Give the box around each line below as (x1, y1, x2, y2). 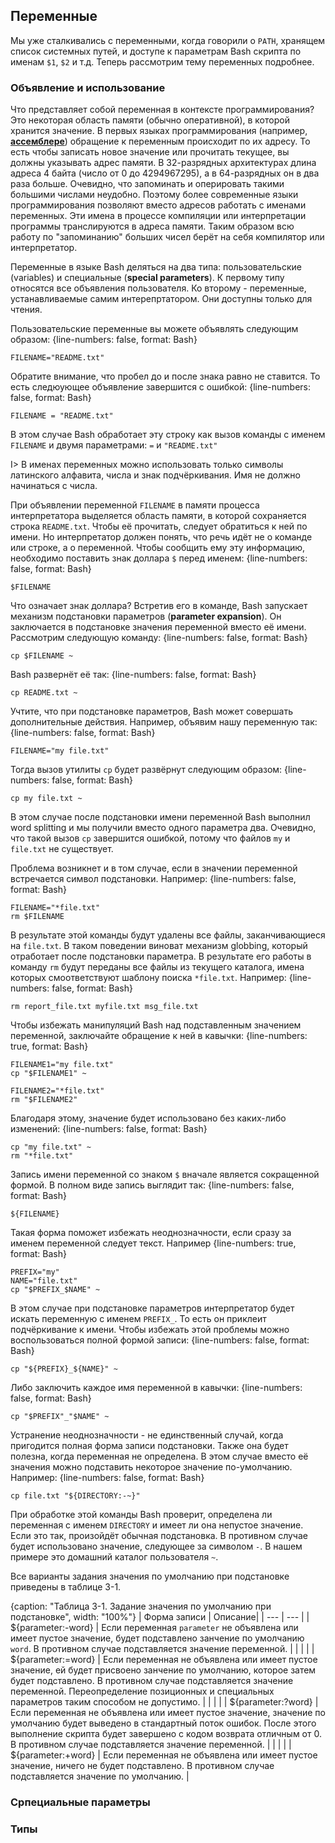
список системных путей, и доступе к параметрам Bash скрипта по (10, 45, 302, 57)
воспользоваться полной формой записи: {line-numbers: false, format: (10, 1334, 310, 1346)
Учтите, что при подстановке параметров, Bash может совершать (10, 705, 293, 718)
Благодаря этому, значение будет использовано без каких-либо (10, 1112, 287, 1124)
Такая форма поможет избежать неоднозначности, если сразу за (10, 1227, 292, 1239)
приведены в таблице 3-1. (10, 1581, 122, 1593)
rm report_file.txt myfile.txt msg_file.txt (10, 1002, 199, 1012)
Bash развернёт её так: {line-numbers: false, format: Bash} (10, 669, 257, 681)
